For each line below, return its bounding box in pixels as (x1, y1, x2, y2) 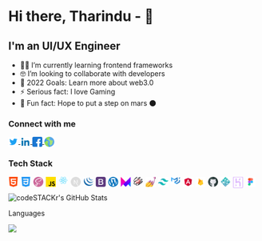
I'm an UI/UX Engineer (8, 39, 121, 53)
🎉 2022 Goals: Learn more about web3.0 (19, 78, 154, 87)
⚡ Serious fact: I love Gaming (19, 87, 116, 96)
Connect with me (8, 118, 76, 129)
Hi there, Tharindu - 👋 (8, 7, 154, 26)
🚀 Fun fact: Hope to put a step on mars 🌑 (19, 98, 157, 107)
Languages (8, 208, 46, 218)
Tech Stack (8, 158, 54, 169)
